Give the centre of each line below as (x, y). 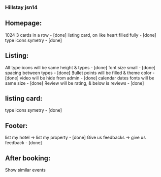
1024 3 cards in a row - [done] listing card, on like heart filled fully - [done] (81, 35)
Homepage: (23, 23)
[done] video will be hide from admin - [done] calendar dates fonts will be (80, 78)
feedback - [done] (24, 143)
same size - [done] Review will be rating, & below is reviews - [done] (75, 83)
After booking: (28, 158)
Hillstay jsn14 (21, 7)
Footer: (16, 126)
